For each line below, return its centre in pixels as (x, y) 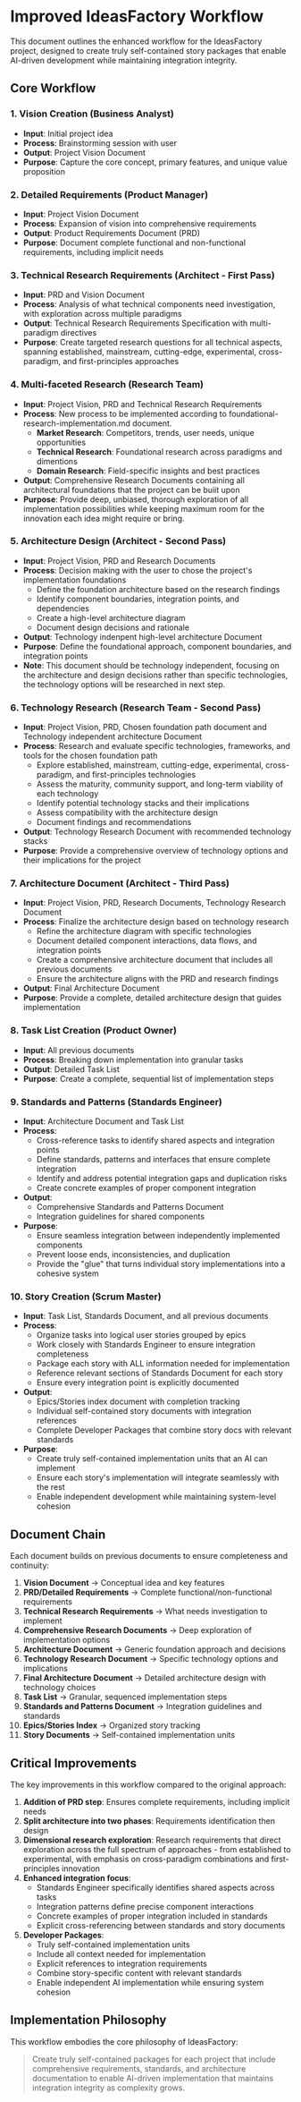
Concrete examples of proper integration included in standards (152, 1916)
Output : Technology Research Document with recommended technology (157, 832)
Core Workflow (53, 88)
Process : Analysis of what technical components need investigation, (149, 304)
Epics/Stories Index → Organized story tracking (112, 1725)
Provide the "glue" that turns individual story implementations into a (161, 1264)
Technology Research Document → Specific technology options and (150, 1659)
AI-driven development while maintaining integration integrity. (124, 60)
